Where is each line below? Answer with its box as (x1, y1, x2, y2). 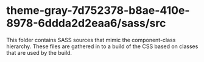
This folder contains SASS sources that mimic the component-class (6, 36, 176, 43)
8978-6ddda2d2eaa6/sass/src (6, 16, 166, 30)
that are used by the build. (6, 49, 72, 56)
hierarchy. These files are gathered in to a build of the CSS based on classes (6, 43, 199, 50)
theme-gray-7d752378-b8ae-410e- (6, 4, 190, 17)
